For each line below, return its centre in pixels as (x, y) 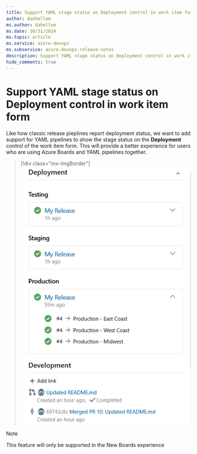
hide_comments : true (31, 62)
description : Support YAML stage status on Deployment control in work (95, 56)
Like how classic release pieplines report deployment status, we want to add (98, 133)
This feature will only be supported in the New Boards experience (85, 445)
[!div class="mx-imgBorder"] (55, 163)
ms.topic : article (28, 37)
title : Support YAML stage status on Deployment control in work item (94, 12)
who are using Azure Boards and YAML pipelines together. (77, 152)
